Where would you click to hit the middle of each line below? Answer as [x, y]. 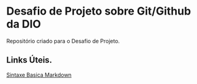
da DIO [24, 24]
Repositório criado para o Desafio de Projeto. [63, 41]
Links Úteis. [29, 60]
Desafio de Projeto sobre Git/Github [99, 11]
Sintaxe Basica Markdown [39, 75]
